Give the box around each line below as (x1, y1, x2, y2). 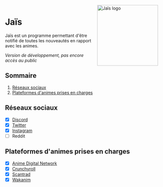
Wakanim (12, 177, 31, 183)
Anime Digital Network (12, 160, 57, 166)
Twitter (12, 122, 27, 128)
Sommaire (5, 71, 37, 80)
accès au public (5, 57, 37, 63)
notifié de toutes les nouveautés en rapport (5, 37, 91, 43)
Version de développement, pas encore (5, 52, 84, 58)
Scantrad (12, 171, 31, 177)
